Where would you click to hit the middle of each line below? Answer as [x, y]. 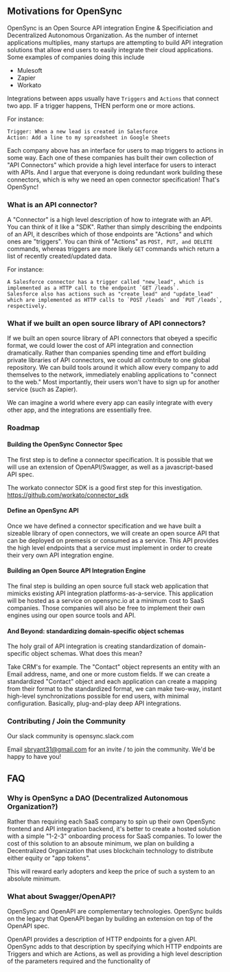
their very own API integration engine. [61, 555]
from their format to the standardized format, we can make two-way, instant [114, 689]
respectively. [27, 306]
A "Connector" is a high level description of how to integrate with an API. [110, 220]
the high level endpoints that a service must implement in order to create [110, 548]
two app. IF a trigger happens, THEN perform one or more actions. [101, 105]
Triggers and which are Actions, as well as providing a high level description [115, 954]
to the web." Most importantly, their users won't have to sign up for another [113, 382]
